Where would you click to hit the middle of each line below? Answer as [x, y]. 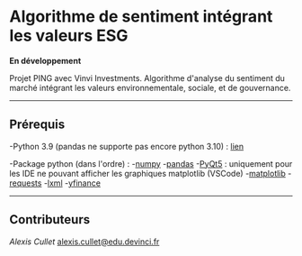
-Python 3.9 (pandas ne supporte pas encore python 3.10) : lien [127, 146]
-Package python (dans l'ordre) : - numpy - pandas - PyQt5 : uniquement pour [151, 163]
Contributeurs [50, 219]
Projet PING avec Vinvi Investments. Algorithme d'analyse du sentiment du [147, 78]
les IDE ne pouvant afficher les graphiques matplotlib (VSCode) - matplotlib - [151, 173]
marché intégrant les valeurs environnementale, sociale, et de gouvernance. [150, 87]
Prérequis [37, 125]
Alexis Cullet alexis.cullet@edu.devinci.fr [84, 242]
